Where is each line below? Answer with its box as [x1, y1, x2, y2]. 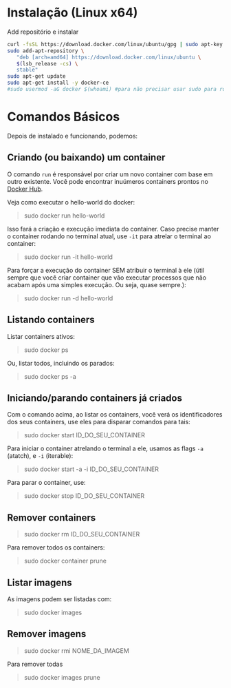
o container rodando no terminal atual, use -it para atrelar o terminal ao [7, 232, 212, 240]
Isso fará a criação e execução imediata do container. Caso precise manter [7, 225, 219, 233]
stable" [16, 67, 38, 74]
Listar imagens [7, 576, 72, 588]
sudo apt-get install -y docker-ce [7, 79, 109, 87]
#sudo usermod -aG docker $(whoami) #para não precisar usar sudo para [7, 86, 217, 93]
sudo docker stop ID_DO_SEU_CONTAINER [23, 492, 145, 500]
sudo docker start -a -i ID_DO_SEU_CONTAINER [23, 465, 159, 473]
